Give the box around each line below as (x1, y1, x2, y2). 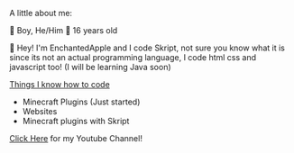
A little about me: (9, 8, 73, 18)
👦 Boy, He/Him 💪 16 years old (9, 25, 118, 35)
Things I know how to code (9, 79, 110, 89)
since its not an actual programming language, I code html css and (9, 52, 257, 62)
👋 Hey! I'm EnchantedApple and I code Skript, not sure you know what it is (9, 42, 286, 53)
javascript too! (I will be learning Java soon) (9, 62, 171, 72)
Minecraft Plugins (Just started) (22, 96, 141, 107)
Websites (22, 106, 58, 116)
